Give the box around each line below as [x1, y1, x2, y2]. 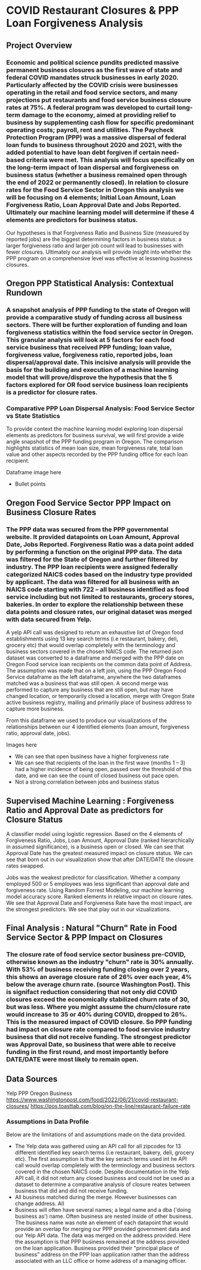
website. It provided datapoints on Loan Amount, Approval [6, 532, 179, 541]
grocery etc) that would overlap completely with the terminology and [6, 642, 175, 649]
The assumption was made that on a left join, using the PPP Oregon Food [6, 667, 187, 675]
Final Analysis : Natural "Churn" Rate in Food [6, 923, 178, 933]
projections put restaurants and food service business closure [6, 95, 191, 104]
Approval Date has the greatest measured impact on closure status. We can [6, 849, 193, 856]
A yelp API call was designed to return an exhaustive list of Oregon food [6, 629, 184, 636]
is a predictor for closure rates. [6, 388, 98, 396]
